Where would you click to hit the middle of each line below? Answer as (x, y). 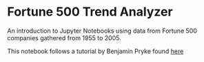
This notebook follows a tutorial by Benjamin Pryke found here (95, 51)
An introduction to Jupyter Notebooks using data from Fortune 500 (102, 31)
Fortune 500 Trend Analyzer (90, 12)
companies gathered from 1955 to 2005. (64, 37)
